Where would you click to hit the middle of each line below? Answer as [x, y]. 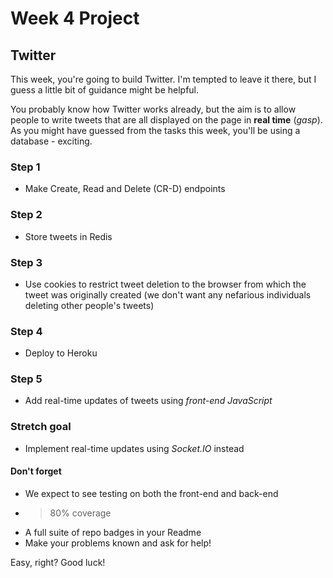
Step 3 [26, 262]
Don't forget [36, 471]
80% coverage [80, 513]
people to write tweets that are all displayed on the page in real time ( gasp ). [166, 120]
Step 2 [26, 215]
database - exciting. [51, 141]
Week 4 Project [75, 18]
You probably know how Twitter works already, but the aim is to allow [153, 109]
